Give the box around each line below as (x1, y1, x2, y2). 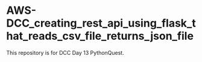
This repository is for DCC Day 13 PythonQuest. (6, 49, 125, 56)
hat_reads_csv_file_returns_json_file (6, 29, 194, 43)
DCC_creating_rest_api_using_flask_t (6, 16, 196, 30)
